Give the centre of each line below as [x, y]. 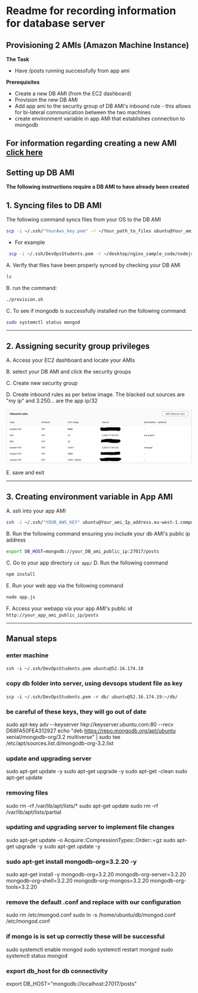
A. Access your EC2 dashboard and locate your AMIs [71, 360]
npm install [21, 574]
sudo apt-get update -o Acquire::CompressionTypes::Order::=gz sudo [91, 840]
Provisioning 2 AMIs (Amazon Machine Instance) [98, 45]
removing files [27, 793]
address [16, 540]
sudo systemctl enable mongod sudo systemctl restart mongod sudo [90, 949]
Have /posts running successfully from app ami [72, 71]
